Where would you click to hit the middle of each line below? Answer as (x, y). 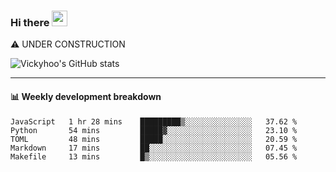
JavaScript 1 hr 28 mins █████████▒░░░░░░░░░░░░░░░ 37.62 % (154, 121)
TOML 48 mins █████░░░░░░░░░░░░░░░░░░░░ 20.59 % (154, 139)
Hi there (30, 22)
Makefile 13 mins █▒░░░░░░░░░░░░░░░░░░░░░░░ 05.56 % (154, 156)
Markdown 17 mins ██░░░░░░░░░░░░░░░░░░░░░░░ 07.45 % (154, 148)
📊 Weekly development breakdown (86, 96)
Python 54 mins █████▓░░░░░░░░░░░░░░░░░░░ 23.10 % (154, 130)
